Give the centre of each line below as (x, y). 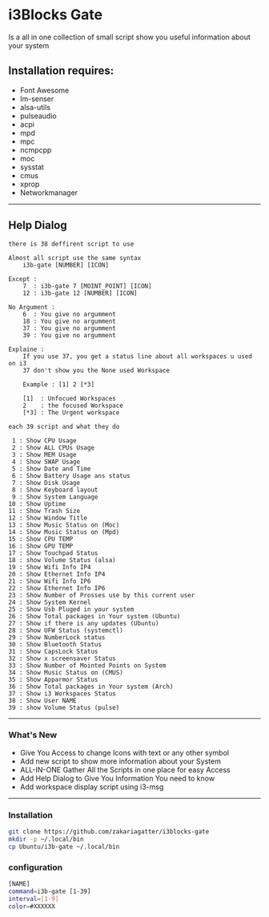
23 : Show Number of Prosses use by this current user (102, 595)
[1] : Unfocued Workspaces (69, 398)
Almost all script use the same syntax (75, 258)
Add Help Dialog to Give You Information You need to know (117, 778)
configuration (36, 867)
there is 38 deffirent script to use (71, 244)
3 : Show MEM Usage (44, 454)
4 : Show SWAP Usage (46, 462)
